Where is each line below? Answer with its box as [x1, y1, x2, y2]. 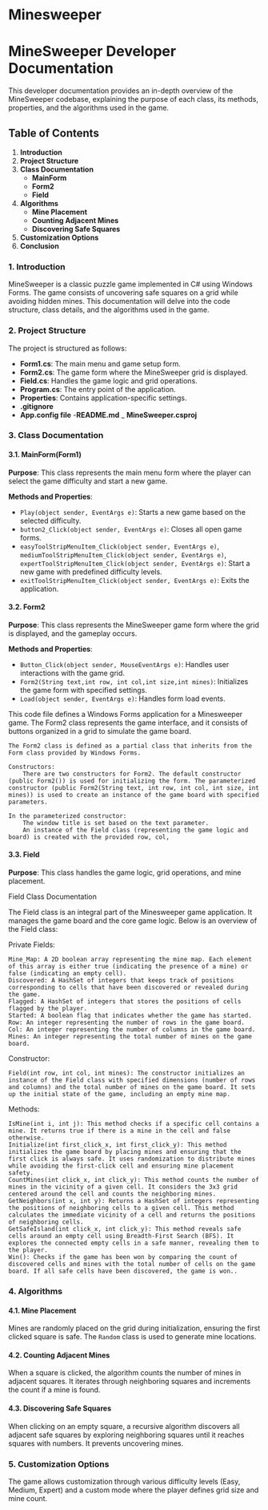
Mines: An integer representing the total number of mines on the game [8, 1033, 252, 1041]
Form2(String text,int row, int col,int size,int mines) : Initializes [19, 676, 249, 686]
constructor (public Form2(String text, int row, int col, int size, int [8, 783, 260, 791]
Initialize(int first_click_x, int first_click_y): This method [8, 1141, 227, 1149]
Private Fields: [8, 940, 56, 949]
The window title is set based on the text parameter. [22, 819, 210, 827]
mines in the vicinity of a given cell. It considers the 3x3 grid [8, 1183, 238, 1192]
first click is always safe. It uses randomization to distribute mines [8, 1155, 256, 1164]
